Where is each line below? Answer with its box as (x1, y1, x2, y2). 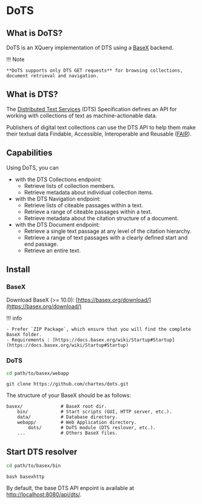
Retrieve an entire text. (24, 247, 81, 254)
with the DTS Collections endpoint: (15, 176, 102, 183)
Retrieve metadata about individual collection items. (24, 188, 153, 196)
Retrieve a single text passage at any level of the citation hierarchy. (24, 227, 192, 235)
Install (6, 264, 30, 275)
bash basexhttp (6, 474, 45, 480)
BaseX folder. (6, 332, 42, 338)
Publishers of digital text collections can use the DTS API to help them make (6, 123, 196, 131)
